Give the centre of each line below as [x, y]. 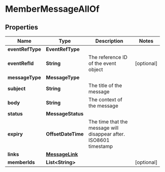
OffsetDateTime [65, 134]
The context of [105, 100]
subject [17, 88]
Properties [22, 27]
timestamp [100, 146]
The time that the [108, 122]
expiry [15, 134]
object [96, 70]
